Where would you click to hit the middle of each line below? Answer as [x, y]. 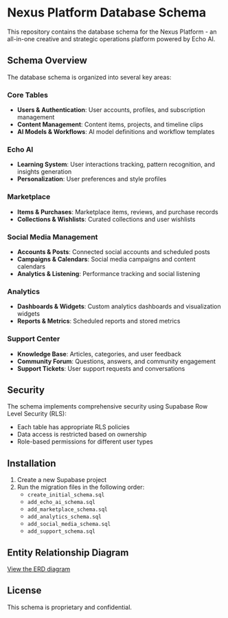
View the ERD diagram [39, 569]
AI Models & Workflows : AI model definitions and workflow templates [116, 132]
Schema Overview [47, 61]
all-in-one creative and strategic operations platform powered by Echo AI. [111, 38]
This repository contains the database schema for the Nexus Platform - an [112, 32]
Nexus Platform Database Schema [107, 13]
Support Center [34, 339]
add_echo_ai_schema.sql [61, 503]
